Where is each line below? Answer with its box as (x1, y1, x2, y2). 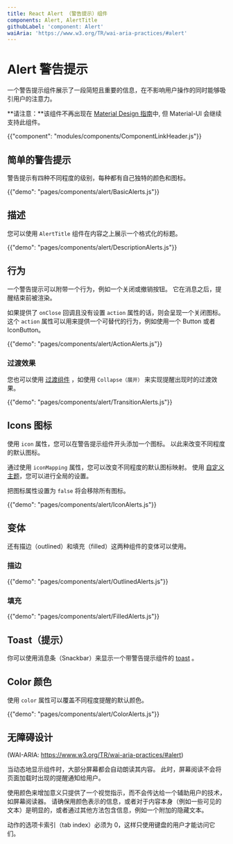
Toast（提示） (7, 634, 69, 646)
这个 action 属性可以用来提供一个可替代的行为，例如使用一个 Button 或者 (7, 317, 216, 325)
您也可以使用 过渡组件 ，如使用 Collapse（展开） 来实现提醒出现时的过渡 (7, 375, 212, 383)
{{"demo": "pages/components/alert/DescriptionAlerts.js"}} (7, 243, 178, 251)
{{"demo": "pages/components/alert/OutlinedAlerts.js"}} (7, 577, 169, 585)
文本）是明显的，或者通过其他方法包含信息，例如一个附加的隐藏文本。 (7, 806, 208, 814)
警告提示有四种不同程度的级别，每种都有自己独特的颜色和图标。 (7, 174, 189, 181)
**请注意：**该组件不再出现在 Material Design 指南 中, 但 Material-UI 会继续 (7, 109, 222, 118)
